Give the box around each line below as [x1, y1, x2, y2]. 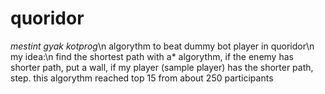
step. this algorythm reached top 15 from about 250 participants [10, 72, 274, 84]
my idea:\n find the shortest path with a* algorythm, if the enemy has [10, 50, 294, 62]
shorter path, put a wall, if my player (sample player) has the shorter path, [10, 61, 314, 73]
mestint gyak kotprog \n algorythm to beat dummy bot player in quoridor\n [10, 40, 315, 52]
